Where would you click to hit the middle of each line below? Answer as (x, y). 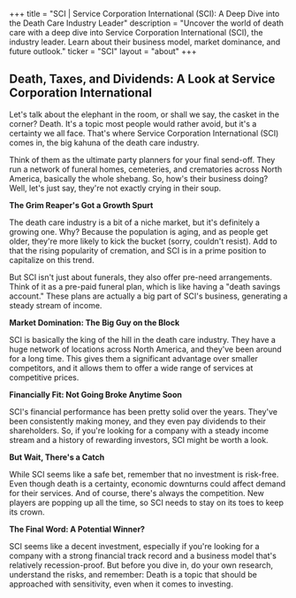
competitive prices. (44, 377)
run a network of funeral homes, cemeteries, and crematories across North (146, 169)
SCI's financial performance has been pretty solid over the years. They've (144, 411)
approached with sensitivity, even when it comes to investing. (121, 584)
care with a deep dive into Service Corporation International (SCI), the (136, 32)
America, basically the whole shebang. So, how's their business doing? (139, 178)
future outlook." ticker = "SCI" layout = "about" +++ (103, 51)
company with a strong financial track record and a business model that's (143, 555)
